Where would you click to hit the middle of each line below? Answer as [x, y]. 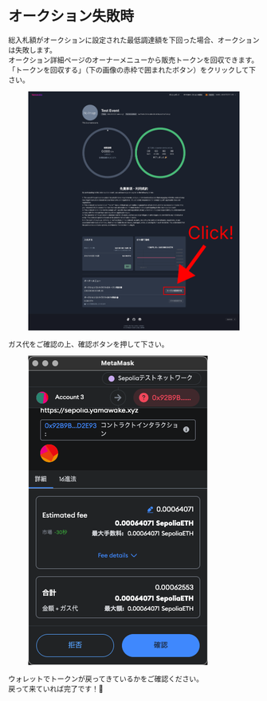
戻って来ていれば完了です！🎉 [56, 688]
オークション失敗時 [71, 16]
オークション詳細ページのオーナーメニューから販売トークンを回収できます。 [133, 60]
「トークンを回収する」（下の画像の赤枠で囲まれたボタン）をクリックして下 [132, 69]
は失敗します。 [33, 49]
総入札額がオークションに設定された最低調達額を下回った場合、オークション [134, 40]
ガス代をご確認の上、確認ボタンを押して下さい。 [88, 344]
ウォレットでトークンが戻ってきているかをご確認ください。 [106, 679]
